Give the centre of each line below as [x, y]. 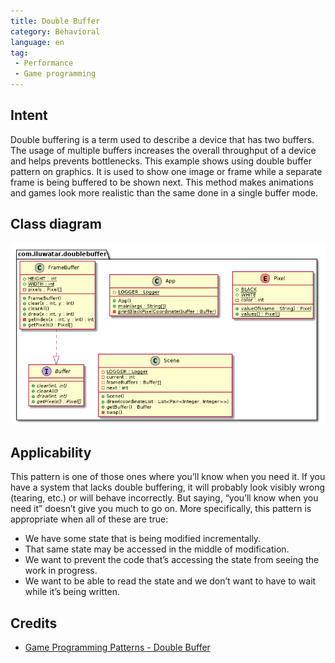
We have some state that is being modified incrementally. [143, 539]
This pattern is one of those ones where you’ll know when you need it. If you [168, 477]
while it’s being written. [72, 592]
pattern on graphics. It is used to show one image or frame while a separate [166, 171]
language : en [37, 42]
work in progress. [61, 571]
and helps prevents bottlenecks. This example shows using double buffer [161, 161]
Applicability [51, 452]
